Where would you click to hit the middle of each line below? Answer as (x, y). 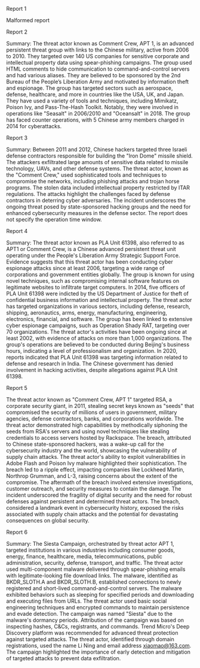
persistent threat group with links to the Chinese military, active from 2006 (98, 50)
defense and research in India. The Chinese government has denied (90, 364)
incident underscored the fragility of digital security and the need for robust (99, 495)
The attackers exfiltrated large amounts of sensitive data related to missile (97, 162)
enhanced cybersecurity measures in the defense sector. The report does (97, 213)
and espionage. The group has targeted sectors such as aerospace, (90, 88)
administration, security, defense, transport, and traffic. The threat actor (95, 563)
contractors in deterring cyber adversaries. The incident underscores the (96, 200)
